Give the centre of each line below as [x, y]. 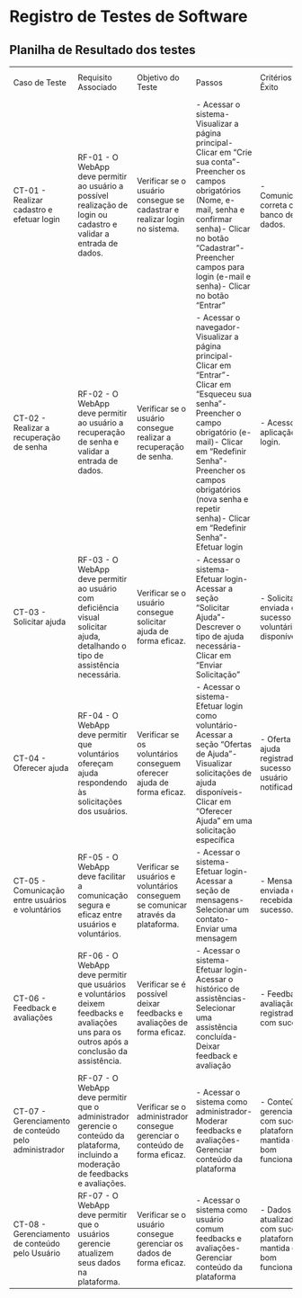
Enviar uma [217, 929]
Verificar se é [161, 984]
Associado [97, 87]
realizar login [160, 219]
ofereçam [96, 763]
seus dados [99, 1262]
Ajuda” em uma [225, 820]
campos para [221, 267]
